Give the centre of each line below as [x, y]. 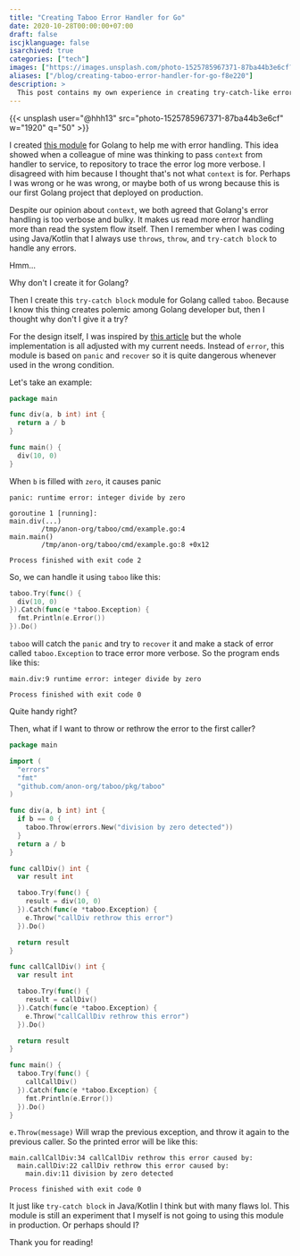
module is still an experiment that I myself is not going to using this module [146, 1216]
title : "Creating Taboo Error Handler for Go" [97, 17]
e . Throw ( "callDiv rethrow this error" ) [100, 918]
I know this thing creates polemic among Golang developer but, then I [137, 309]
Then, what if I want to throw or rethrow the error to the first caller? [133, 729]
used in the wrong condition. [62, 364]
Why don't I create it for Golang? [69, 282]
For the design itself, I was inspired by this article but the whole [125, 336]
